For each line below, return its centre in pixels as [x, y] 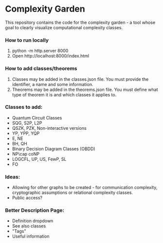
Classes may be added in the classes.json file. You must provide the [80, 79]
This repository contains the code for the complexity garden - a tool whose [80, 22]
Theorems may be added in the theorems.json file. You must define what [85, 89]
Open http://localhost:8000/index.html [50, 56]
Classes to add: [24, 107]
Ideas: [13, 177]
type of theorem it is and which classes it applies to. [64, 95]
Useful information [31, 236]
